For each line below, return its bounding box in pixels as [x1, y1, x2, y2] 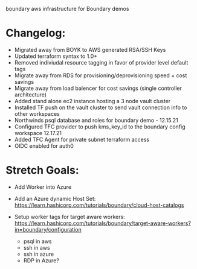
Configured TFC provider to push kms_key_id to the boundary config [14, 123, 186, 130]
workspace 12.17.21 [14, 129, 62, 136]
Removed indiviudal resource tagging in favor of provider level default [14, 59, 189, 66]
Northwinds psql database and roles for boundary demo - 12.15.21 [14, 116, 179, 124]
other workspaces [14, 110, 60, 117]
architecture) [14, 90, 47, 98]
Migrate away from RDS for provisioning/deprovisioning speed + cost [14, 72, 187, 79]
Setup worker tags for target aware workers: [14, 213, 125, 220]
